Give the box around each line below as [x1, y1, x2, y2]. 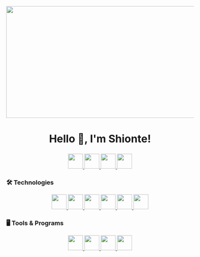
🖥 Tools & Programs [6, 219, 64, 227]
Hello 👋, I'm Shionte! [49, 132, 151, 145]
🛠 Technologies [6, 178, 54, 187]
